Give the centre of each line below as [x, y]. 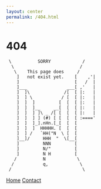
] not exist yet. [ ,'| [56, 77]
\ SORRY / [47, 62]
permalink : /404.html [33, 17]
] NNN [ [47, 144]
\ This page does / [47, 72]
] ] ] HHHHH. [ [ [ [47, 129]
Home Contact [24, 180]
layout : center [25, 11]
